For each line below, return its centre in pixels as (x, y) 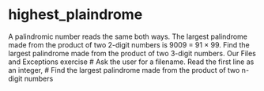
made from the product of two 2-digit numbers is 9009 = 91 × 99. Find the (129, 44)
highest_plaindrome (75, 15)
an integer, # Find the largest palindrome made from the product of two (124, 70)
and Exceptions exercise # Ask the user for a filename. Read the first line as (131, 62)
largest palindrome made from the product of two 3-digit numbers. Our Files (132, 53)
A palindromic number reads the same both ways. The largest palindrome (128, 36)
